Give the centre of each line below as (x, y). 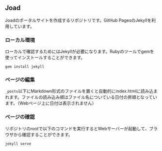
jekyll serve (18, 144)
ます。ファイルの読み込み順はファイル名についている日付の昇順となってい (83, 97)
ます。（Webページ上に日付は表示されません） (51, 103)
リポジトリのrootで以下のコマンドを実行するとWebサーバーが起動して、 (77, 128)
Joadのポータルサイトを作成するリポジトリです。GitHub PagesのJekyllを (78, 20)
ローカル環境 (20, 40)
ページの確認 (20, 117)
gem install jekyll (25, 67)
